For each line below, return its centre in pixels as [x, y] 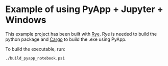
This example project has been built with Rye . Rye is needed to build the [81, 34]
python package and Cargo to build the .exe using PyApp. [66, 39]
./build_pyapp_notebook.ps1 [35, 58]
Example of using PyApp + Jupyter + [84, 9]
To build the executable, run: [35, 49]
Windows [26, 20]
